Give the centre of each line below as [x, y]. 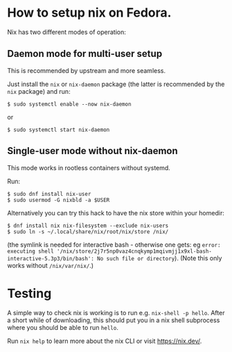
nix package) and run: [39, 91]
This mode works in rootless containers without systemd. [89, 167]
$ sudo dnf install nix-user [49, 194]
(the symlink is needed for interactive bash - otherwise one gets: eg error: [114, 244]
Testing [29, 293]
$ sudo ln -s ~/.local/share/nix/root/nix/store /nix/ [88, 232]
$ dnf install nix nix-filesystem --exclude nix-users [88, 226]
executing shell [30, 251]
